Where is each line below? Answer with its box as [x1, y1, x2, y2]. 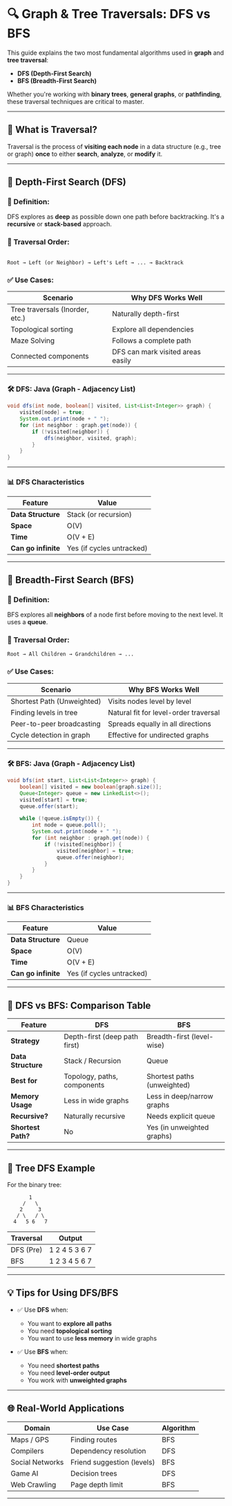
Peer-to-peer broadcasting [10, 718, 101, 728]
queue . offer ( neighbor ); [56, 853, 126, 861]
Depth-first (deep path [64, 1032, 139, 1042]
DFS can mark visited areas [112, 347, 202, 357]
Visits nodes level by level [108, 696, 192, 706]
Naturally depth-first [112, 309, 180, 319]
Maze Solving [10, 336, 55, 345]
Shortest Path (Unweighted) [10, 696, 101, 706]
